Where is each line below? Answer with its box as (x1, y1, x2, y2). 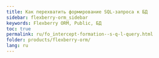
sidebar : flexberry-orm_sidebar (6, 14, 88, 21)
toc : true (6, 25, 32, 32)
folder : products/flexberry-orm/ (6, 37, 91, 43)
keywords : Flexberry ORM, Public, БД (6, 20, 102, 26)
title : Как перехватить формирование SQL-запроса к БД (6, 8, 148, 15)
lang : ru (6, 43, 29, 49)
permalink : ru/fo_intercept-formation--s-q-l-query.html (6, 31, 154, 37)
